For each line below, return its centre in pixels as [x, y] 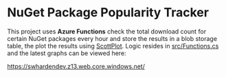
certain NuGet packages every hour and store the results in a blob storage [112, 38]
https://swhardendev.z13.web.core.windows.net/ [76, 66]
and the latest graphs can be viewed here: [67, 53]
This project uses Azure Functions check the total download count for [107, 31]
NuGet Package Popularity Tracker [108, 13]
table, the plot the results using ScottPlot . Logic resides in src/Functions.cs [113, 46]
